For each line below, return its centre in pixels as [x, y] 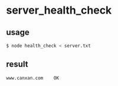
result [17, 64]
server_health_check [59, 10]
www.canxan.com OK [33, 78]
